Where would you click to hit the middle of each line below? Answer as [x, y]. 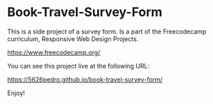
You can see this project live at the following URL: [79, 66]
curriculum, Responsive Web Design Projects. [73, 38]
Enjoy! [16, 93]
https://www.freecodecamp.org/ [54, 52]
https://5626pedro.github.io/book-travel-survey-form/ [85, 79]
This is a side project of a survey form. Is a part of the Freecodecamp [107, 31]
